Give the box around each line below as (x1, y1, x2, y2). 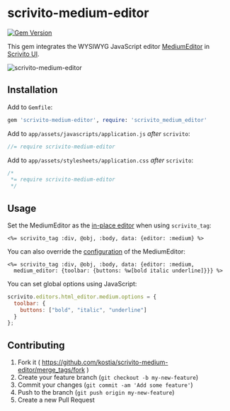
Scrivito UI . (7, 50, 40, 58)
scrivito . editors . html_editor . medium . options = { (7, 293, 157, 300)
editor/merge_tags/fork (17, 366, 86, 374)
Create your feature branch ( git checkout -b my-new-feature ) (17, 373, 199, 382)
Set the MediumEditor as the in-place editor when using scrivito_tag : (7, 221, 212, 230)
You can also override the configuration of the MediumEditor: (7, 247, 186, 256)
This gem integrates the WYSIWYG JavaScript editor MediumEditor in (7, 42, 210, 50)
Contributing (7, 339, 65, 351)
